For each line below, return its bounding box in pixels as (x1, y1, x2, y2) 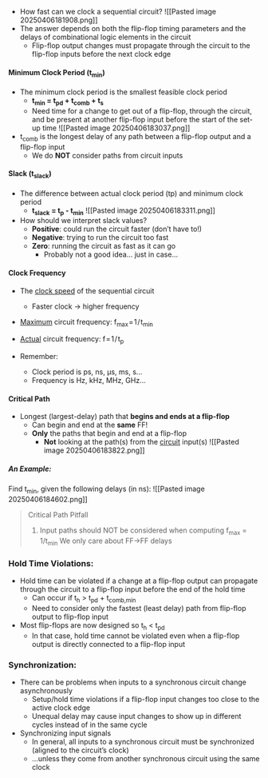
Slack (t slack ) (8, 169, 52, 180)
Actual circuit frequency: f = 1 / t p (19, 334, 124, 346)
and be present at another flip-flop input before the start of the (31, 114, 238, 124)
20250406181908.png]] (19, 15, 98, 25)
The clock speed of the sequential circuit (19, 285, 155, 295)
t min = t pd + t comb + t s (31, 96, 104, 107)
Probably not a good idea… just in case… (43, 249, 179, 259)
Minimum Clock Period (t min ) (8, 67, 105, 79)
